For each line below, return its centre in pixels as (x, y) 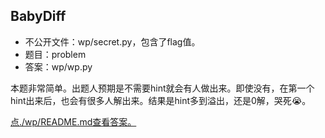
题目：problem (55, 54)
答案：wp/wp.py (58, 66)
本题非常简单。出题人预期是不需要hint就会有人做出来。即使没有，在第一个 (162, 88)
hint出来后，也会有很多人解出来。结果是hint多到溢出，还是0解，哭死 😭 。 (161, 100)
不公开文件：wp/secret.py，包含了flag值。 (112, 41)
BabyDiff (38, 16)
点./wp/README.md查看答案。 (73, 121)
